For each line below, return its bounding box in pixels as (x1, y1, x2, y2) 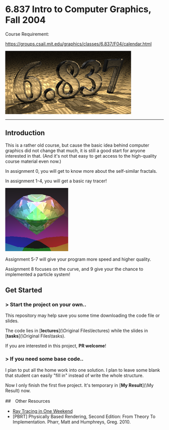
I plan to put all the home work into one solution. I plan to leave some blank (5, 367, 160, 373)
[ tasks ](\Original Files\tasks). (5, 333, 65, 339)
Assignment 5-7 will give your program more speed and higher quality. (5, 256, 151, 262)
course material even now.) (5, 158, 61, 164)
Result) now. (5, 388, 31, 394)
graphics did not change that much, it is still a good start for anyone (5, 148, 146, 154)
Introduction (5, 129, 45, 137)
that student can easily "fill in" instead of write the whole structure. (5, 372, 144, 378)
